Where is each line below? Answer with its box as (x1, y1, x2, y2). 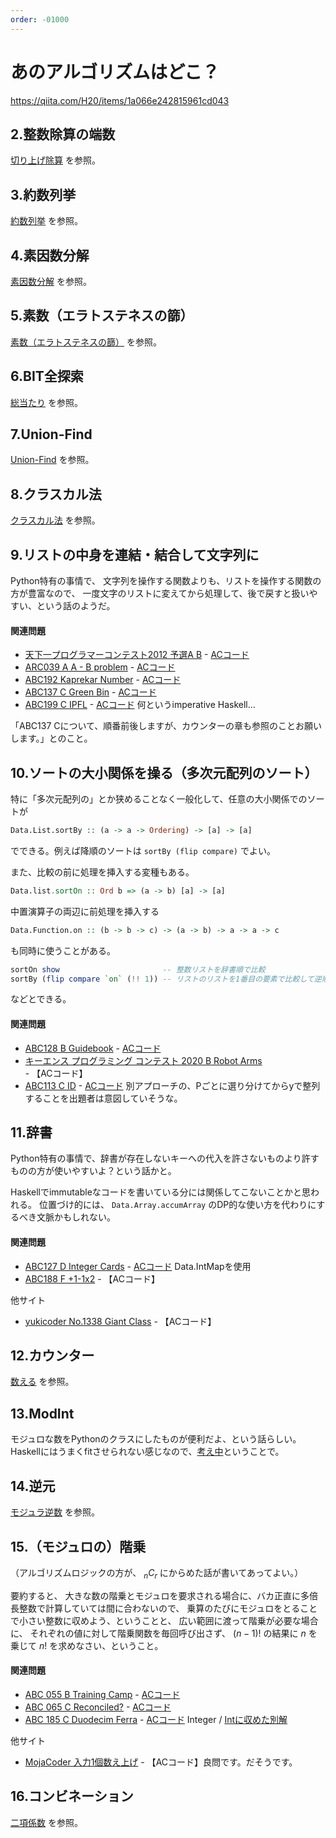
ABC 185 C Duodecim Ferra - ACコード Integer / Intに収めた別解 (24, 1713, 288, 1725)
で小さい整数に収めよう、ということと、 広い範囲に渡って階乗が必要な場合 (10, 1614, 319, 1626)
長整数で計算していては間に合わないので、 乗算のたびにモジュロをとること (10, 1602, 318, 1614)
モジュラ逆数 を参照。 (10, 1506, 100, 1518)
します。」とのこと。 (10, 732, 93, 745)
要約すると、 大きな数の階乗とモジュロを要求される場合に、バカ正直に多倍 (10, 1589, 318, 1601)
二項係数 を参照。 (10, 1816, 83, 1828)
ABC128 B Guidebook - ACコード (24, 1042, 162, 1054)
